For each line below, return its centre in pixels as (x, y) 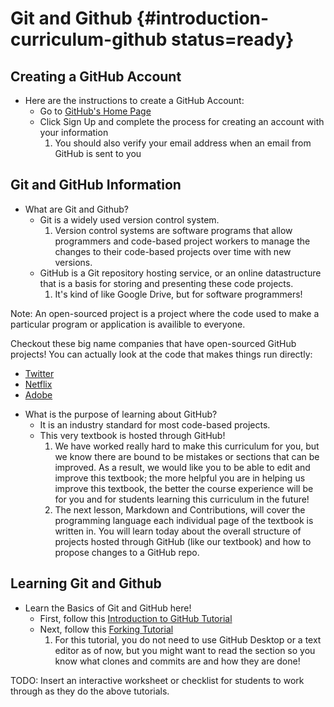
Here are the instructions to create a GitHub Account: (134, 100)
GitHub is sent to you (98, 153)
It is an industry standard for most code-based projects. (155, 424)
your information (74, 132)
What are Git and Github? (76, 209)
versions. (73, 262)
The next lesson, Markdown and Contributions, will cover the (180, 509)
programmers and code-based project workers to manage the (182, 241)
